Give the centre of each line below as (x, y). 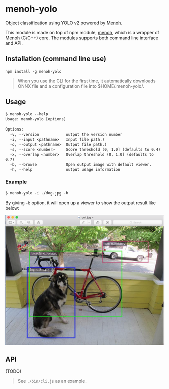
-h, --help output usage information (65, 169)
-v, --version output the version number (66, 134)
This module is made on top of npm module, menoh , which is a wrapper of (82, 32)
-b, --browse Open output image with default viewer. (81, 164)
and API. (14, 43)
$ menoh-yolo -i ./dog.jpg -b (37, 193)
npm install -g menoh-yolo (33, 71)
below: (12, 208)
